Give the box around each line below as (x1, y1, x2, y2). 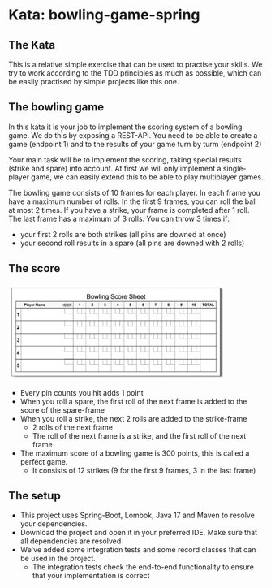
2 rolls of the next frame (32, 422, 114, 432)
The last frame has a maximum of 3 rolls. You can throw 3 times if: (8, 214, 230, 223)
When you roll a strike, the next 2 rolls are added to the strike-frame (19, 413, 247, 423)
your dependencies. (19, 519, 88, 529)
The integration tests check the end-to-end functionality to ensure (32, 562, 254, 572)
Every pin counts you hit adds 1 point (19, 387, 144, 397)
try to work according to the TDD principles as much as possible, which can (8, 68, 262, 78)
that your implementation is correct (32, 571, 150, 581)
